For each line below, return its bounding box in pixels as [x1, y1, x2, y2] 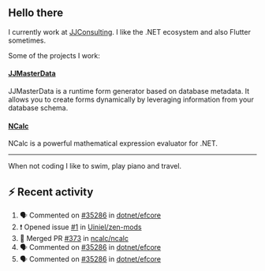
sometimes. [8, 35, 47, 45]
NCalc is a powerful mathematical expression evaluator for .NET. [8, 139, 218, 148]
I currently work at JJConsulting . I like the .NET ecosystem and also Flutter [8, 27, 251, 36]
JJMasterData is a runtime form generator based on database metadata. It [8, 87, 250, 96]
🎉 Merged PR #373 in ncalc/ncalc [19, 234, 129, 243]
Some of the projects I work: [8, 50, 101, 60]
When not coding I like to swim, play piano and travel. [8, 161, 182, 171]
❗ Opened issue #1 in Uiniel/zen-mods [19, 222, 142, 232]
